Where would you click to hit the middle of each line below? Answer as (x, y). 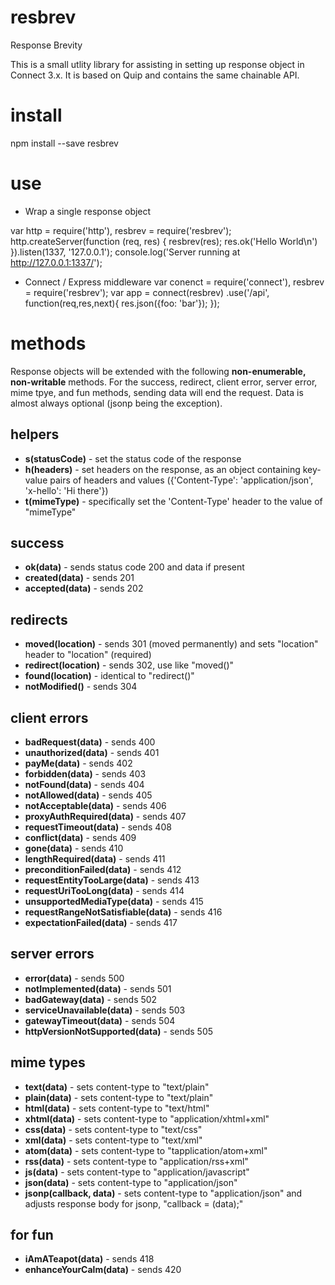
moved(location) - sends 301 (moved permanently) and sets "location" (171, 644)
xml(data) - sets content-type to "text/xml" (113, 1140)
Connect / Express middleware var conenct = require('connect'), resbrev (174, 282)
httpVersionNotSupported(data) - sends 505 (119, 1031)
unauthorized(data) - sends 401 (92, 752)
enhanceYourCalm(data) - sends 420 (103, 1270)
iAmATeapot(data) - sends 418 (89, 1259)
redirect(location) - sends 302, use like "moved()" (129, 665)
